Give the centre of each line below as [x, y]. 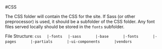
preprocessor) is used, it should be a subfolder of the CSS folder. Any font [80, 22]
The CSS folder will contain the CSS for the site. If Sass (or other [70, 16]
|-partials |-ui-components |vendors [81, 42]
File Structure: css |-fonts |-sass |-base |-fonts [72, 36]
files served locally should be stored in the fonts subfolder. [65, 27]
